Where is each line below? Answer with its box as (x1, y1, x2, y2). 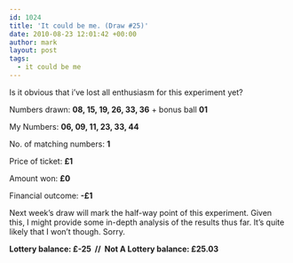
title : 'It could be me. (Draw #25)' (9, 21, 149, 30)
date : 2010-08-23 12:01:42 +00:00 (9, 29, 138, 38)
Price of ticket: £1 (9, 155, 74, 166)
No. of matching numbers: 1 (9, 139, 111, 149)
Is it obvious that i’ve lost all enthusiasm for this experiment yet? (9, 86, 243, 98)
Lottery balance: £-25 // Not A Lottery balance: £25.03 (9, 243, 219, 254)
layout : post (9, 46, 58, 55)
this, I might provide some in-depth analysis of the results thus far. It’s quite (9, 217, 285, 227)
